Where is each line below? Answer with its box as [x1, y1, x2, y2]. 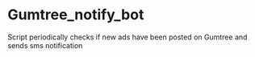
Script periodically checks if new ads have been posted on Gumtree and [7, 32, 248, 42]
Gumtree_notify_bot [7, 6, 144, 24]
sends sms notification [7, 40, 83, 50]
